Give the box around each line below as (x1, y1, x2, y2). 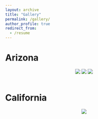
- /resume (9, 30, 30, 35)
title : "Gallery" (5, 12, 41, 17)
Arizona (5, 52, 39, 63)
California (5, 92, 47, 103)
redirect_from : (5, 26, 37, 31)
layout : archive (5, 7, 39, 12)
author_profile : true (5, 21, 50, 26)
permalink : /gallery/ (5, 16, 50, 21)
